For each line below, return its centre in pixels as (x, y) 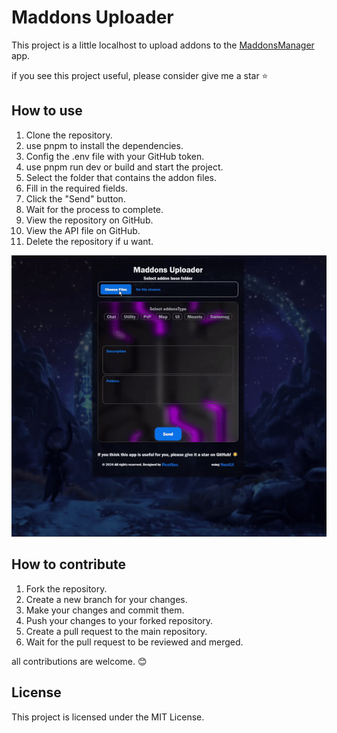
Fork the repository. (66, 588)
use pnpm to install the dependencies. (104, 145)
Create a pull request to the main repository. (116, 631)
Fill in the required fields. (76, 188)
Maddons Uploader (92, 17)
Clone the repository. (69, 135)
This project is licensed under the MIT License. (108, 717)
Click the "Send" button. (75, 198)
